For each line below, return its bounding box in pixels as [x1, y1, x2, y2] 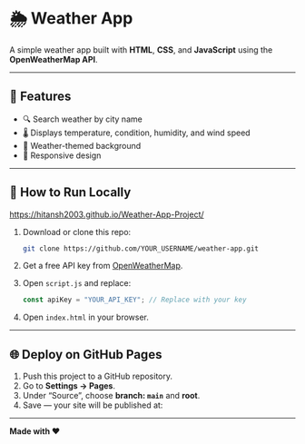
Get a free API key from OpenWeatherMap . [22, 261, 183, 271]
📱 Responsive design [22, 150, 102, 161]
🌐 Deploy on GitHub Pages [9, 347, 162, 362]
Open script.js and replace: [22, 278, 132, 289]
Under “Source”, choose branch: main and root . [22, 390, 201, 401]
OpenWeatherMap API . [9, 54, 98, 64]
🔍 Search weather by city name [22, 113, 143, 124]
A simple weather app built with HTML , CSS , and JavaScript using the [9, 44, 273, 55]
